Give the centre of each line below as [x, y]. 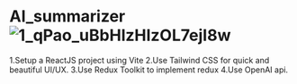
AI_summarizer [67, 17]
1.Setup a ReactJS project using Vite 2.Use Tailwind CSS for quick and [139, 60]
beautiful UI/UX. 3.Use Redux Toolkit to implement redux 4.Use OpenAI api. [149, 70]
